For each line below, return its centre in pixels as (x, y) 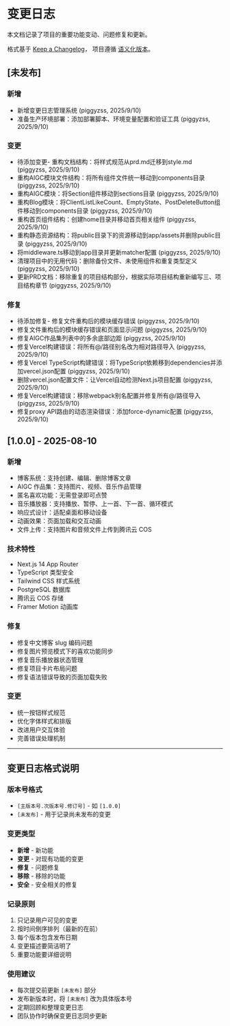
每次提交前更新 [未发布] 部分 (56, 990)
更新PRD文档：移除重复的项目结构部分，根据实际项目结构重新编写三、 (116, 277)
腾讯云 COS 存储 (40, 598)
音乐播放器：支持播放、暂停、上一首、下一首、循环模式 (95, 503)
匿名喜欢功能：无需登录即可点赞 (62, 495)
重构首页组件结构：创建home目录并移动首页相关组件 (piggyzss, (106, 219)
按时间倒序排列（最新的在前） (59, 929)
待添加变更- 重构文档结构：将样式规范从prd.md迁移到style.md (104, 161)
